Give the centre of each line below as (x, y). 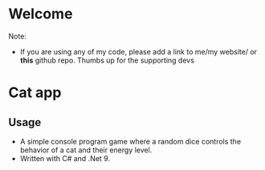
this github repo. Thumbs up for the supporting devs (107, 60)
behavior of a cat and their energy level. (86, 150)
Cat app (35, 93)
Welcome (41, 14)
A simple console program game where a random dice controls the (130, 141)
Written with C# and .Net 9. (65, 158)
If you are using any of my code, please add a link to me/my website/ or (139, 51)
